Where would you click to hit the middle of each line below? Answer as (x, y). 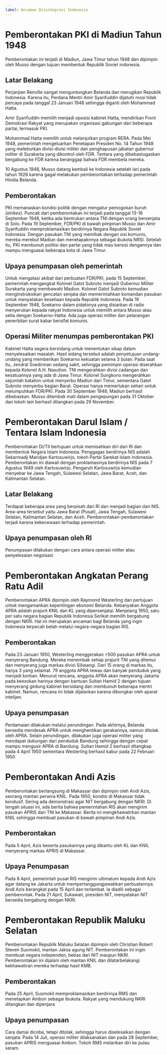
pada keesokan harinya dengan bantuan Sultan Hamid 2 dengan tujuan (78, 681)
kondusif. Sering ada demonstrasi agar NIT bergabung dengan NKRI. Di (78, 802)
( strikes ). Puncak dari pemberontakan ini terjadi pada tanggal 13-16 (74, 213)
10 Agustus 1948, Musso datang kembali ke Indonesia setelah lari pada (78, 169)
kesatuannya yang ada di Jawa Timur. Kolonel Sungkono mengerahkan (78, 375)
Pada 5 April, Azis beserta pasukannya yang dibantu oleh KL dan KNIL (77, 845)
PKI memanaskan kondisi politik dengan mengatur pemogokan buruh (76, 208)
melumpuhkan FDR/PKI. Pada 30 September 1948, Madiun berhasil (74, 391)
